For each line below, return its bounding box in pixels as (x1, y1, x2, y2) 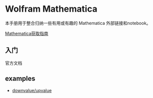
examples (5, 75, 36, 83)
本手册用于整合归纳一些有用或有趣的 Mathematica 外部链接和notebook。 (5, 20, 151, 26)
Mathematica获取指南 (5, 30, 49, 36)
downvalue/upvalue (12, 87, 52, 93)
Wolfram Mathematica (5, 3, 97, 15)
